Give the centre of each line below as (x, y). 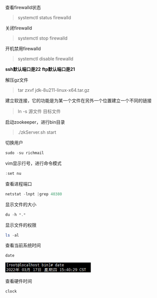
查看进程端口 (18, 183)
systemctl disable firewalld (45, 59)
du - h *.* (16, 214)
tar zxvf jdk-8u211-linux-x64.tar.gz (53, 90)
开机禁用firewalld (23, 49)
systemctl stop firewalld (43, 38)
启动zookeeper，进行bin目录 (35, 122)
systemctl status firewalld (44, 17)
